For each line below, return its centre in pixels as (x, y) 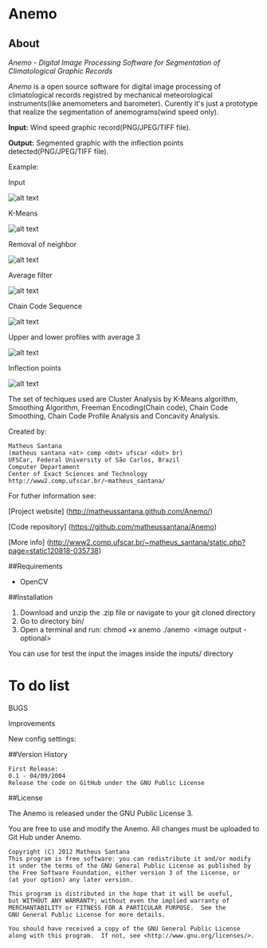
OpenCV (34, 581)
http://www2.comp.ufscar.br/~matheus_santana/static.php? (147, 542)
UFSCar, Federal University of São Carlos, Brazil (94, 460)
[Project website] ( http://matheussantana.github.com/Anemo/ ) (111, 511)
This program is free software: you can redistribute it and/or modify (130, 859)
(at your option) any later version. (71, 879)
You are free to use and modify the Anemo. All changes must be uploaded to (134, 828)
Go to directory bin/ (52, 621)
